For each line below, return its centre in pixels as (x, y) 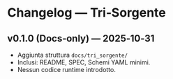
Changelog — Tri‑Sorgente (86, 13)
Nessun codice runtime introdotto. (67, 70)
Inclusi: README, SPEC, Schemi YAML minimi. (84, 62)
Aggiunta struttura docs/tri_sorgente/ (72, 55)
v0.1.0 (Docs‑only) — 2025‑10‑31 (81, 38)
